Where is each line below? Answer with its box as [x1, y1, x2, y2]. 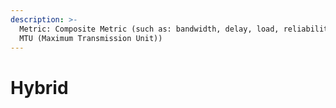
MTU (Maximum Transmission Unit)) [19, 33, 163, 43]
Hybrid [10, 76, 69, 99]
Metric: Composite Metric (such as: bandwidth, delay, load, [19, 24, 280, 34]
